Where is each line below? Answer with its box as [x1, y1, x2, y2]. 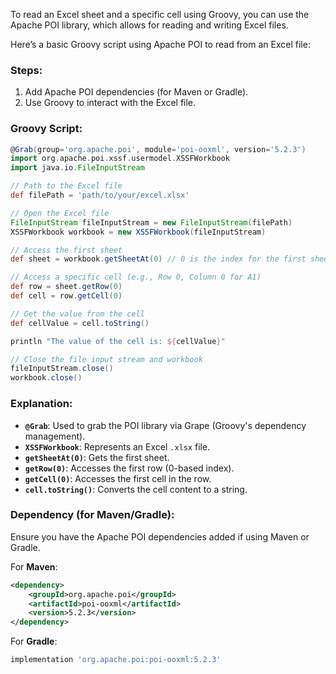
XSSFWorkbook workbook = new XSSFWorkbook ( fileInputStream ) [10, 227, 267, 237]
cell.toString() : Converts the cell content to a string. [24, 483, 248, 495]
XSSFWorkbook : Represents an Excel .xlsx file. [24, 440, 211, 453]
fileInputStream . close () [10, 364, 114, 374]
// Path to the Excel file [10, 181, 123, 191]
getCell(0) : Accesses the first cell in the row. [24, 472, 212, 484]
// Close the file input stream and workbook [10, 354, 203, 364]
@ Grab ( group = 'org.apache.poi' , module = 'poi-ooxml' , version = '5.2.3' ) [10, 144, 307, 154]
